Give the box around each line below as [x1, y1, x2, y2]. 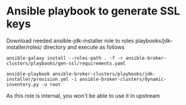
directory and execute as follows [43, 43, 125, 51]
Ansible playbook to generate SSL [6, 4, 181, 18]
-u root [41, 81, 61, 87]
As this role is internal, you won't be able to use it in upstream [6, 92, 161, 99]
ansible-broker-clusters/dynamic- [79, 76, 167, 82]
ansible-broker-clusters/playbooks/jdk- [52, 71, 156, 77]
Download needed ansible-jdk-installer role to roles [6, 37, 135, 44]
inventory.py [6, 81, 39, 87]
